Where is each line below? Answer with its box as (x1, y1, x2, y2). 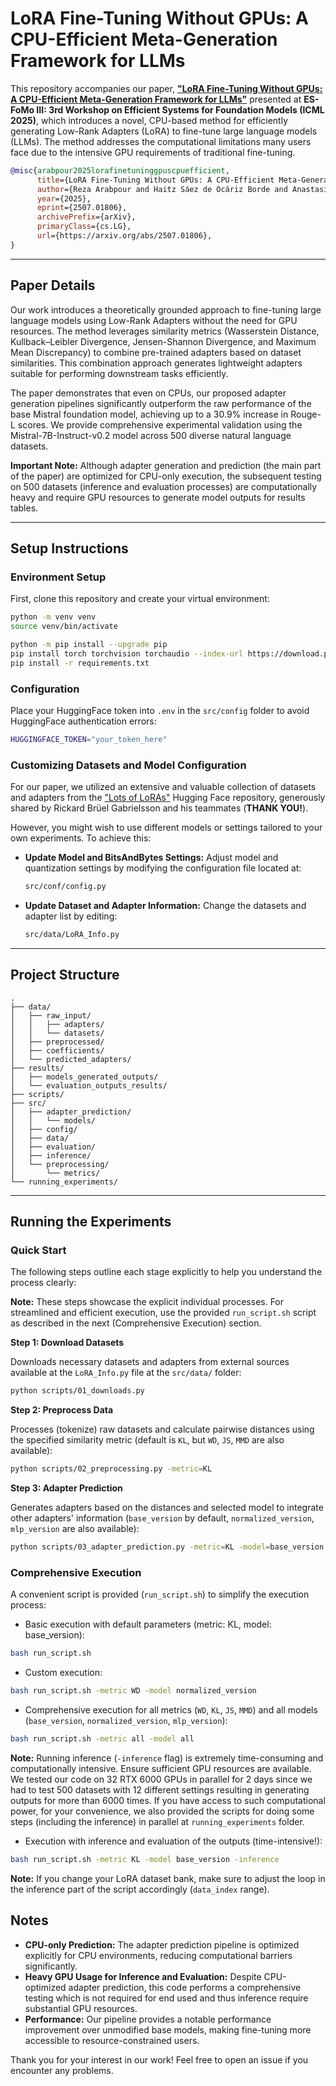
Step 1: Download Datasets (10, 1337, 125, 1349)
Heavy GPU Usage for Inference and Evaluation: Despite (24, 1970, 262, 1982)
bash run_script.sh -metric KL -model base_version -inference (10, 1854, 280, 1864)
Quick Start (10, 1243, 67, 1257)
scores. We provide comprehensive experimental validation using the (17, 418, 303, 431)
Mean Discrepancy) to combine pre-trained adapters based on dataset (10, 346, 302, 358)
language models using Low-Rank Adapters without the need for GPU (10, 314, 298, 326)
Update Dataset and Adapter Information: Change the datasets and (24, 900, 307, 912)
